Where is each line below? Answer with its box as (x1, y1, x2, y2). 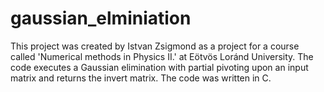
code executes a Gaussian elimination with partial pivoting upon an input (10, 61, 309, 73)
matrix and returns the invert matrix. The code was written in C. (10, 72, 272, 84)
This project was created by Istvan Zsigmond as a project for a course (10, 40, 300, 52)
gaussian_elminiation (10, 7, 192, 30)
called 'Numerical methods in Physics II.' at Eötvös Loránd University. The (10, 50, 314, 62)
